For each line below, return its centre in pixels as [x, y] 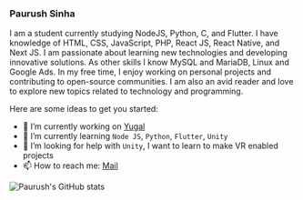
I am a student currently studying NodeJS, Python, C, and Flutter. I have [144, 34]
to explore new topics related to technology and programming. [126, 91]
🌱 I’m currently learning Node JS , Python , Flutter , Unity [125, 136]
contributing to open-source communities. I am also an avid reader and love [151, 82]
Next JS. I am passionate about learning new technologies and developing [149, 53]
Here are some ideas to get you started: [84, 109]
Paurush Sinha [42, 14]
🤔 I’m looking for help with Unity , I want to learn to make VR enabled [151, 146]
